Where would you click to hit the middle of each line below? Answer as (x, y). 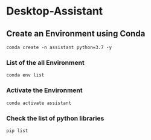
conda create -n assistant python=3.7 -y (59, 47)
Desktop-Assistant (55, 11)
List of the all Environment (45, 62)
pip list (17, 131)
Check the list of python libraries (55, 118)
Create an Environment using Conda (76, 34)
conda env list (25, 75)
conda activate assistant (39, 103)
